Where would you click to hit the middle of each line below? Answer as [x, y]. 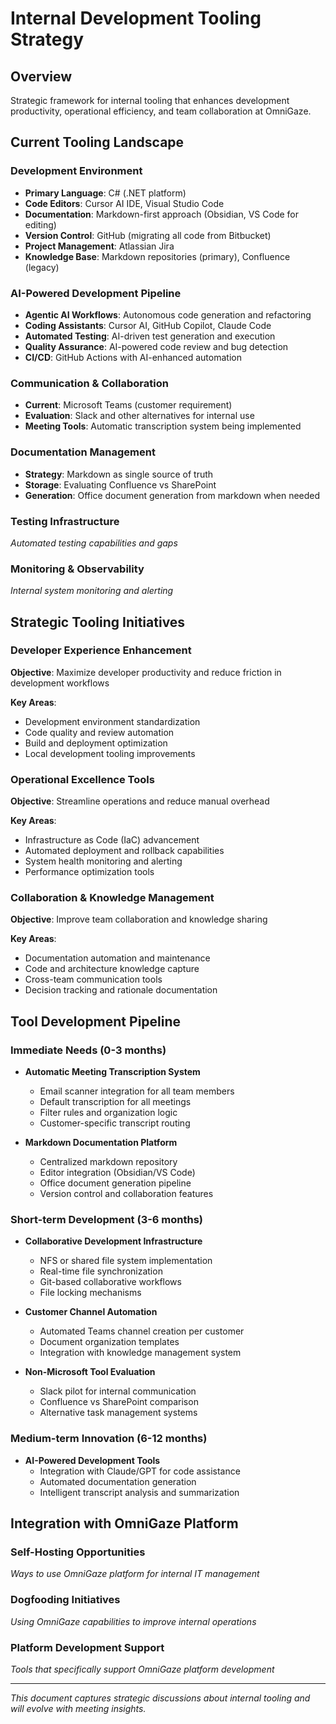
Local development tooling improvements [110, 753]
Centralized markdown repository [108, 1162]
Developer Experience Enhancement [101, 650]
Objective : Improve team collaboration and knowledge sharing [139, 919]
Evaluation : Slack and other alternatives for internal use [139, 416]
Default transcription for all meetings [115, 1102]
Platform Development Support [87, 1647]
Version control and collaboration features [126, 1194]
